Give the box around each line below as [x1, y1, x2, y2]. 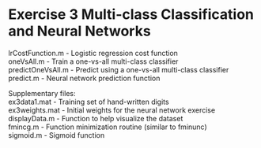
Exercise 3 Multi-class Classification [8, 6, 255, 24]
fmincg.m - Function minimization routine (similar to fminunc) [8, 122, 207, 131]
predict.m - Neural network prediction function [8, 73, 161, 83]
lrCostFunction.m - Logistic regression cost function [8, 48, 178, 57]
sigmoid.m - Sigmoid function [8, 130, 105, 139]
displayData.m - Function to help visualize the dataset [8, 113, 183, 123]
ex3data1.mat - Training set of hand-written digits [8, 97, 169, 106]
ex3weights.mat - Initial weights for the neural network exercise [8, 105, 216, 115]
